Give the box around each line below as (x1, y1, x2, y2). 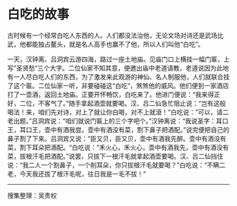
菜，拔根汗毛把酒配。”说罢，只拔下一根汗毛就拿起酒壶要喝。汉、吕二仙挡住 (7, 152, 224, 160)
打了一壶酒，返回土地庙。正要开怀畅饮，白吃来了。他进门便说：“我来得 (7, 90, 214, 99)
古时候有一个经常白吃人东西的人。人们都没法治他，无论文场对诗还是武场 (7, 31, 217, 40)
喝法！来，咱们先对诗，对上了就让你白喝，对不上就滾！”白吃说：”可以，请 (7, 107, 224, 116)
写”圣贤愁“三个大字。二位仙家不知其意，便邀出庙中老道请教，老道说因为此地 (7, 63, 229, 72)
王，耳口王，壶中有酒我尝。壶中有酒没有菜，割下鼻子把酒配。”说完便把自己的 (7, 125, 230, 134)
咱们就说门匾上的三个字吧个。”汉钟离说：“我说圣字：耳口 (65, 116, 229, 125)
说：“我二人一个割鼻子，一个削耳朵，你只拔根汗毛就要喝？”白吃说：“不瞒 (7, 160, 220, 169)
